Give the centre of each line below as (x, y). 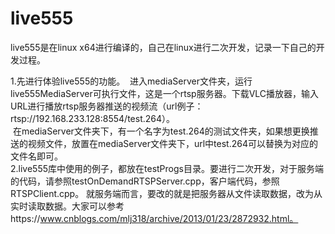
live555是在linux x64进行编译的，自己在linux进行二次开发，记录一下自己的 (163, 47)
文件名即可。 (36, 156)
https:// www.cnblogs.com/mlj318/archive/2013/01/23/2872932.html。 (154, 218)
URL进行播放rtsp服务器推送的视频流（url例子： (107, 106)
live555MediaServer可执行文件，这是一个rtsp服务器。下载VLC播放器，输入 (165, 93)
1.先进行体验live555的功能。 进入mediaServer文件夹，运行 (131, 81)
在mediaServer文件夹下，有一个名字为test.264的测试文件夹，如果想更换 (161, 131)
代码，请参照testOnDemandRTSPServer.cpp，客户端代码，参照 (149, 181)
